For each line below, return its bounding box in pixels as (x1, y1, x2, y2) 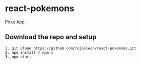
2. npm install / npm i (5, 50, 54, 55)
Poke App (5, 19, 25, 25)
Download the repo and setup (5, 33, 97, 41)
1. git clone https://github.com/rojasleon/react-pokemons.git (5, 46, 137, 51)
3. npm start (5, 54, 32, 59)
